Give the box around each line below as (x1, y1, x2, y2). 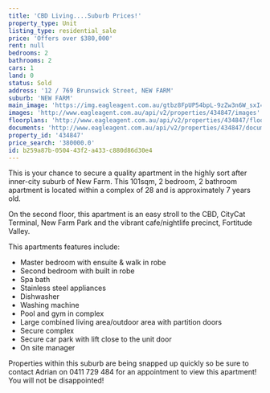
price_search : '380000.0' (8, 138, 95, 147)
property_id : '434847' (8, 131, 84, 139)
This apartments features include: (8, 242, 121, 252)
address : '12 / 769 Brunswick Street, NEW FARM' (8, 86, 174, 95)
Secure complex (19, 326, 75, 336)
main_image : (8, 101, 48, 109)
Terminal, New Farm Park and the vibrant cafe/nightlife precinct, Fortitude (8, 218, 253, 227)
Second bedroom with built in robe (19, 266, 135, 276)
